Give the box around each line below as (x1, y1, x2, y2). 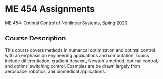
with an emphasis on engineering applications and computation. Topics (5, 52, 149, 58)
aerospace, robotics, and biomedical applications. (5, 68, 106, 74)
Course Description (5, 34, 66, 42)
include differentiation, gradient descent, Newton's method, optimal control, (5, 58, 159, 64)
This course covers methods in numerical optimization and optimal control (5, 47, 156, 53)
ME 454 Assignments (5, 3, 95, 15)
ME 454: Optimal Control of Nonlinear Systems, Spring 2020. (5, 20, 129, 26)
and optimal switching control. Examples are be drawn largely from (5, 63, 141, 69)
